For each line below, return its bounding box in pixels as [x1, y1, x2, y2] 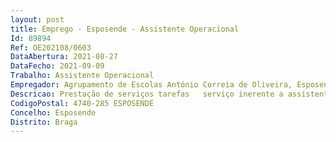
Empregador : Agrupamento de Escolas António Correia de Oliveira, [10, 80, 293, 90]
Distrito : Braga [10, 117, 78, 127]
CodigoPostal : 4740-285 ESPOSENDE [10, 98, 155, 108]
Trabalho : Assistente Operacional [10, 71, 155, 81]
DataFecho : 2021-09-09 [10, 61, 105, 71]
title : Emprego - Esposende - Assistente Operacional [10, 24, 240, 34]
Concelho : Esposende [10, 107, 97, 118]
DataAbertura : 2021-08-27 [10, 52, 118, 62]
